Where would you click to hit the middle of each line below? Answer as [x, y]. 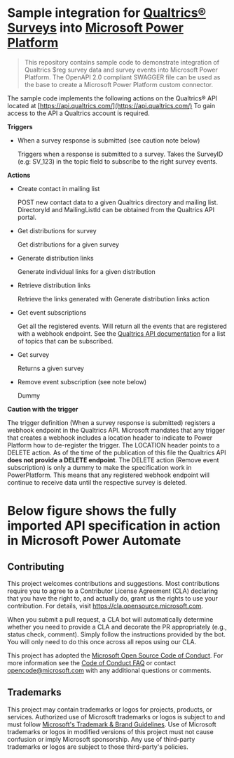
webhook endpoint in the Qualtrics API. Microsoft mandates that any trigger [116, 430]
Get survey [33, 354]
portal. [27, 217]
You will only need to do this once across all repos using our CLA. [102, 641]
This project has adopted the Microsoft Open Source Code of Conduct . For [115, 655]
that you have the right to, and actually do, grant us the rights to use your [113, 598]
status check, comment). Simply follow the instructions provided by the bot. [117, 634]
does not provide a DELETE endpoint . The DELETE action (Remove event [113, 460]
